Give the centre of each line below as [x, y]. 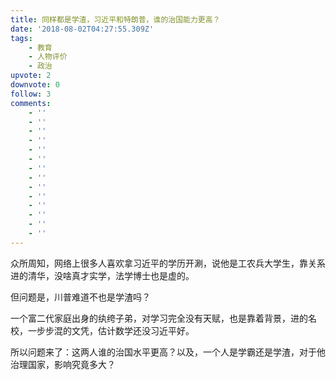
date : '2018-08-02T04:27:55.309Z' [82, 29]
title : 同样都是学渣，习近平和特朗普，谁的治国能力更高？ [115, 19]
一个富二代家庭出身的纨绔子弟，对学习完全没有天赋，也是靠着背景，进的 [159, 318]
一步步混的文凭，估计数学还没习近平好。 [111, 330]
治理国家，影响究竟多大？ [63, 364]
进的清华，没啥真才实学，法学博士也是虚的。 [102, 275]
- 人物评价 [48, 57]
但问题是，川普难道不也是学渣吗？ [80, 297]
